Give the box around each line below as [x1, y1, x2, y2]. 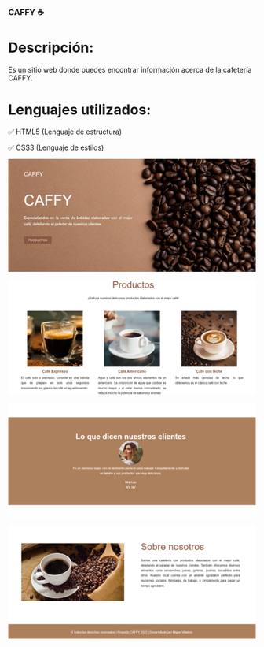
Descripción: [8, 39, 94, 57]
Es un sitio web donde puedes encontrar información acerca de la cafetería [8, 65, 252, 74]
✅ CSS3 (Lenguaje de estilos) [8, 143, 104, 152]
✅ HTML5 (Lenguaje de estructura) [8, 127, 123, 136]
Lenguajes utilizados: [8, 101, 152, 119]
